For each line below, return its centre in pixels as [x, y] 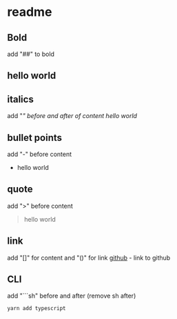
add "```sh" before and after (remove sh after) [72, 296]
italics [21, 99]
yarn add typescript [37, 309]
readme [30, 12]
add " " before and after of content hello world [72, 116]
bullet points [35, 138]
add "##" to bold [31, 54]
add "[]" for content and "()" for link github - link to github [89, 258]
